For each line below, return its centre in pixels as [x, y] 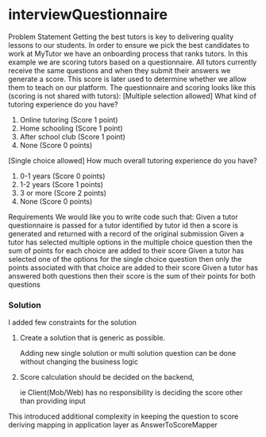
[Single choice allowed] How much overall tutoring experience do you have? [133, 160]
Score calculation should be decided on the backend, [107, 377]
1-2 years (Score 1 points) [62, 184]
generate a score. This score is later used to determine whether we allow [127, 79]
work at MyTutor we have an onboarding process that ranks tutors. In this [128, 53]
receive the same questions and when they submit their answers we [120, 70]
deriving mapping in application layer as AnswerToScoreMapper [113, 425]
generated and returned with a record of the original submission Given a [126, 233]
